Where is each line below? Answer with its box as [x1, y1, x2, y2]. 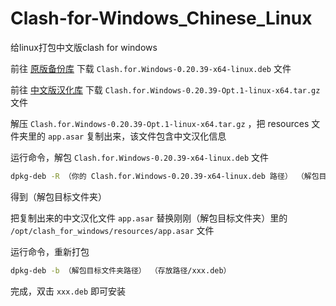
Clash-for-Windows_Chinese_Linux [10, 7, 313, 30]
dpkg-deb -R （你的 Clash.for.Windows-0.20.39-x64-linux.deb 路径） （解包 [10, 171, 320, 181]
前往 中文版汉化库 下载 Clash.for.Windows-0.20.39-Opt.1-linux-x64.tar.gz [10, 83, 321, 96]
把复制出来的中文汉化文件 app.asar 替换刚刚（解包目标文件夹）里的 [10, 212, 288, 224]
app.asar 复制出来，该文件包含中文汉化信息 [47, 130, 227, 142]
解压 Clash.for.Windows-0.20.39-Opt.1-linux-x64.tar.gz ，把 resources [10, 117, 310, 129]
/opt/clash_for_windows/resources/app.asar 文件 [10, 224, 215, 236]
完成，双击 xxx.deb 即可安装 [10, 285, 126, 297]
